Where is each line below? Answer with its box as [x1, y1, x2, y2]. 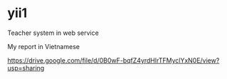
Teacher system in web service [7, 28, 100, 37]
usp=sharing [7, 63, 45, 72]
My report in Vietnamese [7, 42, 80, 51]
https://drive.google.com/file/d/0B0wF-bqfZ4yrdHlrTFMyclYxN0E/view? [7, 56, 220, 65]
